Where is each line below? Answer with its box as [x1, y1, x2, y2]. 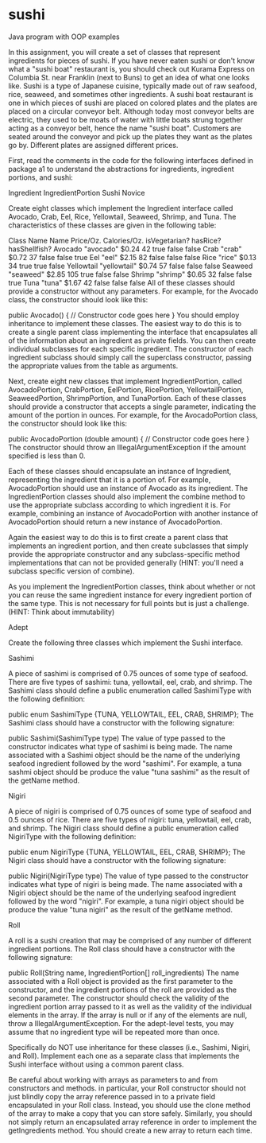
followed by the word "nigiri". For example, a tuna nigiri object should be [8, 896, 245, 906]
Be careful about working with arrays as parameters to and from [8, 1075, 218, 1084]
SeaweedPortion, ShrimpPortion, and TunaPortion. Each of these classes [8, 393, 247, 402]
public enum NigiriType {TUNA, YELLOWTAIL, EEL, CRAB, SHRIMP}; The [8, 847, 246, 857]
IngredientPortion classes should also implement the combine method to [8, 492, 245, 501]
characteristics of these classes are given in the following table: [8, 220, 217, 230]
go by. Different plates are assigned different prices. [8, 140, 179, 150]
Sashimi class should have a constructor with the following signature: [8, 717, 235, 727]
